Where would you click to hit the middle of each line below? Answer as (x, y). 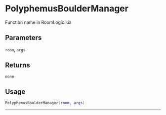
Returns (18, 65)
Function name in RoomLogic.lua (38, 22)
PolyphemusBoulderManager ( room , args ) (45, 103)
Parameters (23, 38)
